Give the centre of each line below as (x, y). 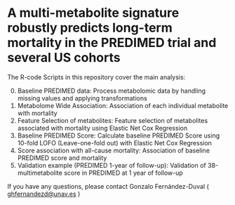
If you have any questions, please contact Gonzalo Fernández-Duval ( (108, 186)
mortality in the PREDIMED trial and (112, 43)
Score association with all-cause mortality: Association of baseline (114, 150)
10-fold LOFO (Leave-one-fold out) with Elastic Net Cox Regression (115, 143)
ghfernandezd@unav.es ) (44, 194)
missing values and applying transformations (82, 98)
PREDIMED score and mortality (62, 158)
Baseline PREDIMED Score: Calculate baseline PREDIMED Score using (118, 135)
